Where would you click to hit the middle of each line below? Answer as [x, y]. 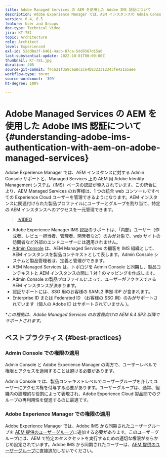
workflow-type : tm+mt [27, 74]
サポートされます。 [24, 320]
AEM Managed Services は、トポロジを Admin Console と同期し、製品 [84, 267]
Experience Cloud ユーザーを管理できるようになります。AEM [77, 197]
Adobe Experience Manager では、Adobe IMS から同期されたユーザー [76, 426]
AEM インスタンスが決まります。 [45, 285]
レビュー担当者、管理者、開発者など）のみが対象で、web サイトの [93, 236]
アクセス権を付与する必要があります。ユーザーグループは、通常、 [89, 388]
